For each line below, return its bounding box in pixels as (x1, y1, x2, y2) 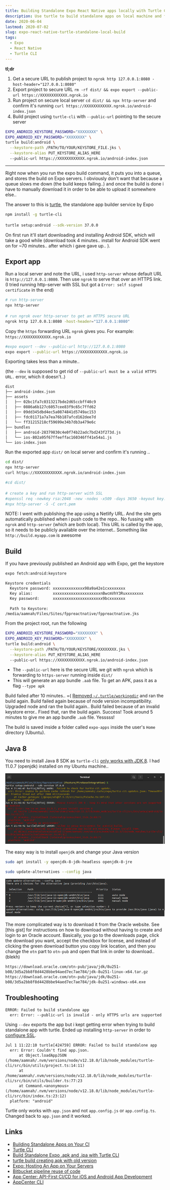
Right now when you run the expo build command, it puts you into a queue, (5, 170, 162, 176)
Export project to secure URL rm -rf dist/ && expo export (12, 86, 136, 93)
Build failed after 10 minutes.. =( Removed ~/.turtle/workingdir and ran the (5, 693, 164, 699)
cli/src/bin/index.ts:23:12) (5, 1093, 67, 1099)
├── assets (5, 394, 28, 400)
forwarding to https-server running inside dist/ (12, 672, 113, 678)
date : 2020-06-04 (5, 19, 42, 24)
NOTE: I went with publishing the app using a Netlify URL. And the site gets (5, 511, 162, 517)
